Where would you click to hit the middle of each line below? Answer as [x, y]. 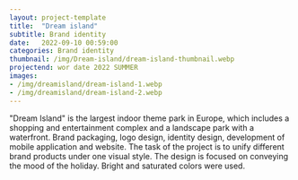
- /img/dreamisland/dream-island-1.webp [86, 84]
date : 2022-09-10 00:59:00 [64, 43]
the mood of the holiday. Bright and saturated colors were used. [127, 166]
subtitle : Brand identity [57, 34]
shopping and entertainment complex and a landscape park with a [131, 127]
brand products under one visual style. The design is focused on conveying [149, 156]
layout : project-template [57, 17]
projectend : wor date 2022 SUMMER [74, 68]
